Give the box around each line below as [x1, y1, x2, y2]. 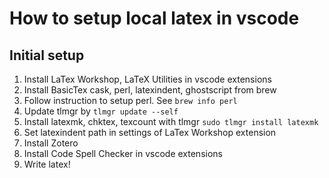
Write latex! [23, 158, 71, 170]
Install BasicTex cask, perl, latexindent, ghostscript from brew [23, 84, 277, 96]
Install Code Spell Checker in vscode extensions [23, 148, 223, 159]
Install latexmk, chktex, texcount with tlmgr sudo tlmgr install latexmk [23, 116, 319, 127]
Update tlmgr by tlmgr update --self [23, 105, 179, 117]
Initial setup [9, 47, 85, 64]
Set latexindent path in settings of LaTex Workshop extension [23, 127, 277, 138]
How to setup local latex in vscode [9, 7, 300, 30]
